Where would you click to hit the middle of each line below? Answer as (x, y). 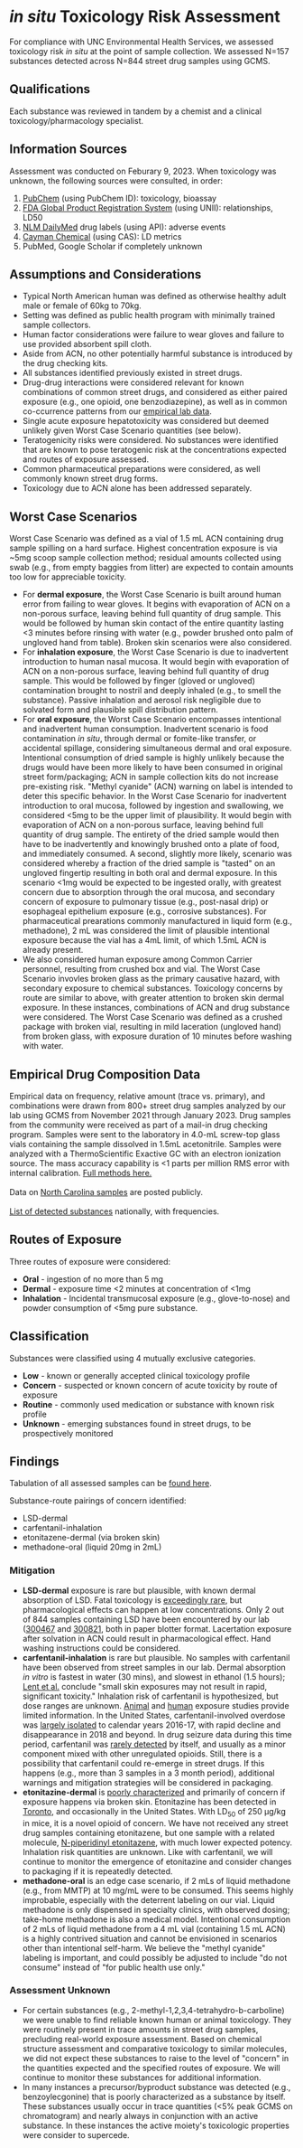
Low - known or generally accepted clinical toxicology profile (136, 1375)
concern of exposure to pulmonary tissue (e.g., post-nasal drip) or (145, 902)
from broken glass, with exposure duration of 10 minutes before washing (157, 1036)
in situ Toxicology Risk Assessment (145, 17)
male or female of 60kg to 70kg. (82, 306)
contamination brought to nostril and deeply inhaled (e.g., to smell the (151, 691)
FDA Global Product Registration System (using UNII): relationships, (147, 207)
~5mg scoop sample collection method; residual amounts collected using (146, 558)
